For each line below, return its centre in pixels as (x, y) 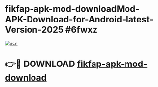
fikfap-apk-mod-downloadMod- (72, 9)
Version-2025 (34, 30)
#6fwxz (81, 30)
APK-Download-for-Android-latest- (79, 19)
